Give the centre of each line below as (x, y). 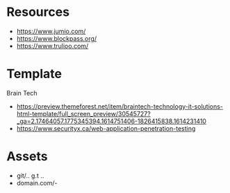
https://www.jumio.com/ (51, 31)
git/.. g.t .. (30, 175)
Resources (38, 12)
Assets (27, 157)
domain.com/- (37, 183)
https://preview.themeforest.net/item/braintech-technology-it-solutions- (120, 106)
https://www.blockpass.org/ (57, 38)
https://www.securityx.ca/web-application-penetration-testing (106, 128)
